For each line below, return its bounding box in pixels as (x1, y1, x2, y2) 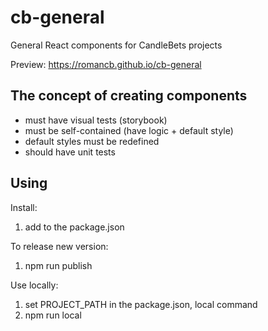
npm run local (24, 309, 82, 321)
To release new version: (10, 240, 109, 252)
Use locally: (10, 279, 59, 291)
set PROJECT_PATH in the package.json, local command (24, 298, 258, 310)
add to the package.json (24, 221, 125, 233)
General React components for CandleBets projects (10, 39, 223, 51)
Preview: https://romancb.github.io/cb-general (10, 58, 202, 70)
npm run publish (24, 259, 93, 271)
